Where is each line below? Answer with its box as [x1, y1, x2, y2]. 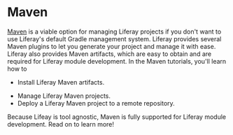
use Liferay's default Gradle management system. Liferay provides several [7, 34, 222, 43]
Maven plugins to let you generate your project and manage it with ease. [7, 42, 216, 50]
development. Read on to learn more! [7, 120, 114, 128]
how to [7, 64, 27, 73]
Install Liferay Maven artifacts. [17, 78, 105, 86]
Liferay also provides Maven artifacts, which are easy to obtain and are [7, 50, 212, 58]
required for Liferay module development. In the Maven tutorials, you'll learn [7, 57, 227, 65]
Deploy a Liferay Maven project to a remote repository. [17, 99, 175, 107]
